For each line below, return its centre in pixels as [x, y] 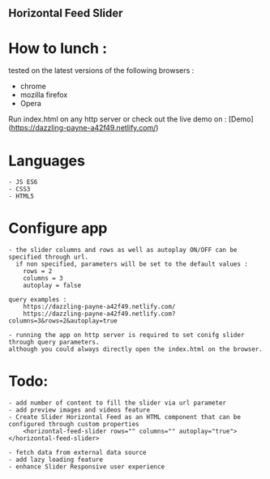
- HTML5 [21, 197]
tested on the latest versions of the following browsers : [101, 71]
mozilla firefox [44, 95]
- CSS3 [19, 190]
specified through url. [49, 257]
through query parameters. [54, 342]
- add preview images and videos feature [79, 410]
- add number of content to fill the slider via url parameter [118, 403]
